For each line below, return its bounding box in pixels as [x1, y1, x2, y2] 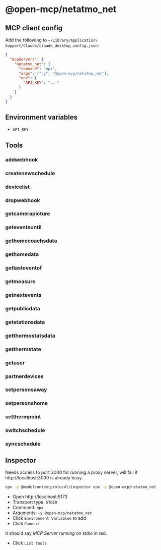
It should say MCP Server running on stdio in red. [5, 530, 107, 536]
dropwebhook [5, 197, 40, 204]
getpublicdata [5, 305, 40, 312]
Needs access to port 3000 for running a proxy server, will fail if [5, 469, 138, 475]
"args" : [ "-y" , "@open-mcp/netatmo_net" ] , [18, 71, 109, 76]
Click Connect [12, 520, 40, 526]
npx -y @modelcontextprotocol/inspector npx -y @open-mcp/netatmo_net [5, 484, 156, 489]
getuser [5, 359, 25, 366]
